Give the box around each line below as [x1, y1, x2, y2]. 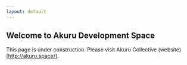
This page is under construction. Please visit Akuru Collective [6, 46, 157, 53]
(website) [158, 46, 182, 53]
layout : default [6, 8, 46, 15]
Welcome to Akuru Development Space [6, 31, 155, 41]
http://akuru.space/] [8, 53, 58, 60]
